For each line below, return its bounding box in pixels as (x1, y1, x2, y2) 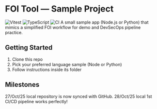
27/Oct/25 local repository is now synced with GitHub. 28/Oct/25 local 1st (5, 93, 152, 99)
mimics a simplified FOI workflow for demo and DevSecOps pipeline (5, 24, 141, 30)
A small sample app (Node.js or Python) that (60, 19, 149, 25)
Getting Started (5, 43, 53, 52)
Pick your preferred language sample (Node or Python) (12, 61, 122, 67)
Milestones (5, 81, 40, 89)
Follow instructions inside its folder (12, 67, 82, 72)
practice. (5, 29, 23, 35)
